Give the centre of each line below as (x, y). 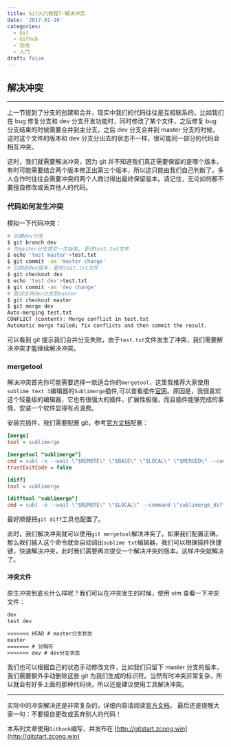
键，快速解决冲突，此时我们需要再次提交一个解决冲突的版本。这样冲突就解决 (115, 551)
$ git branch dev (32, 242)
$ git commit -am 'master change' (57, 262)
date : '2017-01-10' (35, 20)
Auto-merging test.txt (40, 313)
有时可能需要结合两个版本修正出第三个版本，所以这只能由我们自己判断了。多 (115, 170)
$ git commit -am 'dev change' (52, 287)
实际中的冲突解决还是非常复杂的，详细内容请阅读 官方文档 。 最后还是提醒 (110, 705)
